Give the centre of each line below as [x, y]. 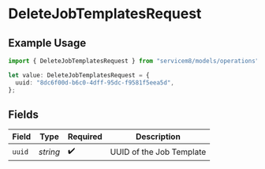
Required [85, 137]
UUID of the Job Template [158, 152]
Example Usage [47, 43]
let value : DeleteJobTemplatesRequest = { [79, 75]
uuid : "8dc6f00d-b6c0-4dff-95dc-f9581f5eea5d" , [95, 83]
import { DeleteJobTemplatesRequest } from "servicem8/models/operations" [134, 61]
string [49, 152]
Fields [24, 114]
